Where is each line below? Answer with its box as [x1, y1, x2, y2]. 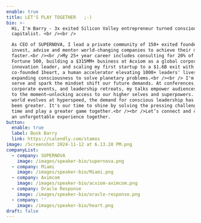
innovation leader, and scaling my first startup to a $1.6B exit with [11, 64, 194, 70]
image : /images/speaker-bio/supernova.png [17, 158, 124, 164]
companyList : [6, 147, 39, 153]
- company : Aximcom [11, 175, 60, 181]
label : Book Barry [11, 131, 58, 137]
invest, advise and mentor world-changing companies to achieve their [11, 47, 191, 54]
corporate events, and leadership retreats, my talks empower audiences [11, 86, 197, 92]
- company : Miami [11, 163, 55, 170]
